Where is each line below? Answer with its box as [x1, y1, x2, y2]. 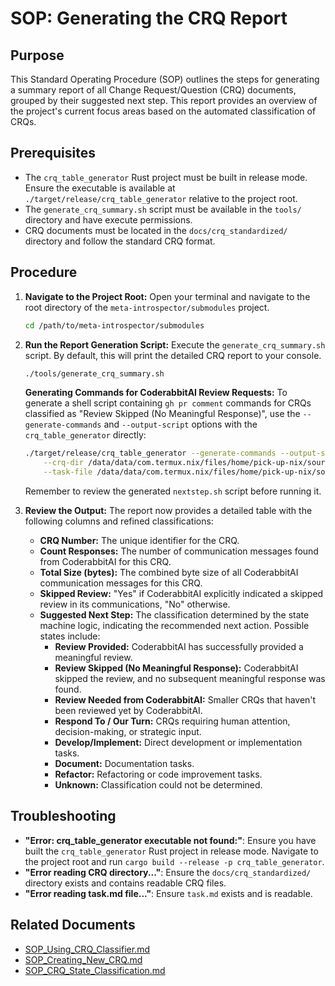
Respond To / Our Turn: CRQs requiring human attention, [54, 715, 291, 727]
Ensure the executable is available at [24, 182, 176, 194]
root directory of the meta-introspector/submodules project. [24, 301, 270, 313]
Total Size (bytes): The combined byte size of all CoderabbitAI [39, 567, 299, 578]
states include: [39, 630, 101, 642]
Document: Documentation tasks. [54, 758, 195, 769]
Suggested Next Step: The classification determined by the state [39, 609, 310, 621]
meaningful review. [54, 652, 133, 663]
